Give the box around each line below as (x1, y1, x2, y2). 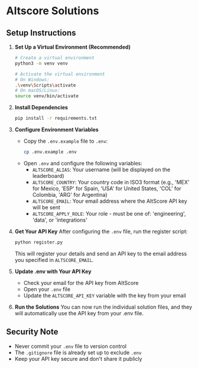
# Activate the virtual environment (14, 71, 105, 77)
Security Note (6, 327, 59, 337)
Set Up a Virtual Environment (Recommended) (14, 43, 131, 50)
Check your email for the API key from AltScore (23, 279, 139, 286)
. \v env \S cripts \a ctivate (14, 82, 76, 88)
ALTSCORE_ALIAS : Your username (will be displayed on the (32, 166, 170, 173)
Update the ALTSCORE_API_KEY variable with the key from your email (23, 292, 186, 299)
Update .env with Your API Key (14, 268, 92, 275)
